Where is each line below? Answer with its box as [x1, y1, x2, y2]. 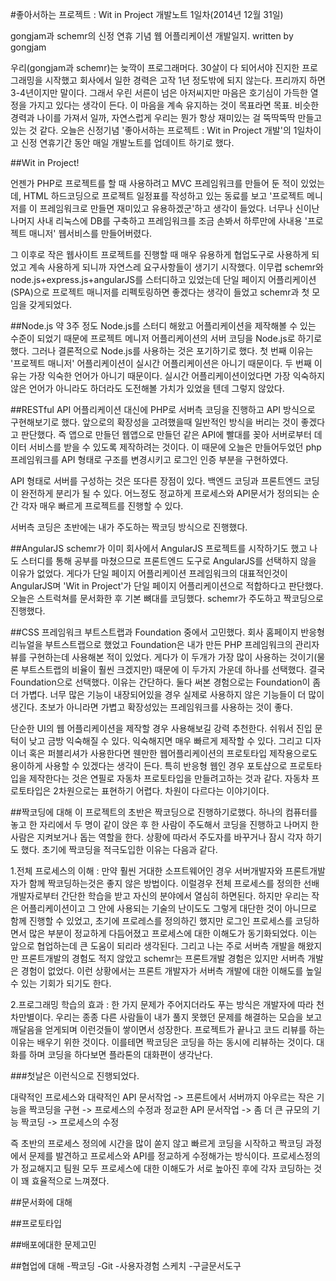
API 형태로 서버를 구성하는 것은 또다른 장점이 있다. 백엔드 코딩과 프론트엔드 [10, 475, 302, 487]
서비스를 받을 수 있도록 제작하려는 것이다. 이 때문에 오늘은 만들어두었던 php [28, 441, 322, 453]
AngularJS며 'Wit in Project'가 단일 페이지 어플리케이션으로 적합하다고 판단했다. [10, 580, 324, 592]
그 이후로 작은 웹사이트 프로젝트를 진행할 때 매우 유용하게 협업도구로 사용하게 [10, 249, 310, 260]
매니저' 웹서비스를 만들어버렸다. [28, 228, 153, 239]
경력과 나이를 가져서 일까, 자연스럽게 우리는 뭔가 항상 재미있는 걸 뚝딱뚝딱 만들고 [10, 112, 323, 123]
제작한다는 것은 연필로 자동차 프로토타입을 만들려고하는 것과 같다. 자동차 [28, 773, 310, 784]
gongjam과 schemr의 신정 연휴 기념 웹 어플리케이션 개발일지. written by [10, 30, 294, 42]
